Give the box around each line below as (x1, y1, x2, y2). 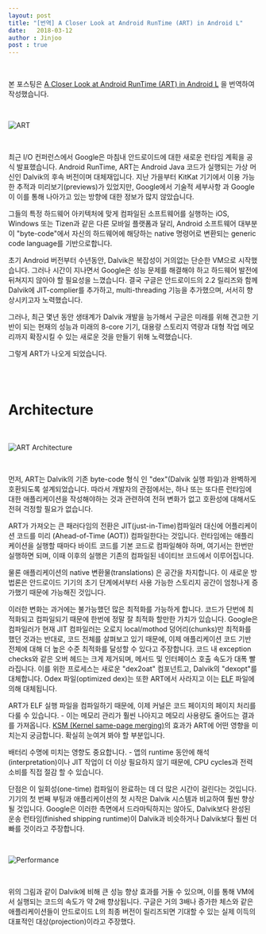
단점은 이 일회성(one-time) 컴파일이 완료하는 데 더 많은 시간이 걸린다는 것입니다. (8, 784, 256, 794)
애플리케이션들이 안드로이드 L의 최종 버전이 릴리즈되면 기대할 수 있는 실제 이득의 (8, 907, 256, 917)
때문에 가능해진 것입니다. (29, 588, 106, 597)
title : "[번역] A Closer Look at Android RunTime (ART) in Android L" (8, 19, 244, 27)
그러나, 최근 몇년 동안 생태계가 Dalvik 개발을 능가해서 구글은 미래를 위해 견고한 (8, 312, 250, 322)
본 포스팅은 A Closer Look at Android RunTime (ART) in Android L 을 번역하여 (8, 79, 256, 89)
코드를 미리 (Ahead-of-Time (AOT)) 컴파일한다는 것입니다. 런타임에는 (16, 531, 233, 541)
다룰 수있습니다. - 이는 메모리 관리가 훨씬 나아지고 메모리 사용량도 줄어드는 (8, 711, 240, 720)
